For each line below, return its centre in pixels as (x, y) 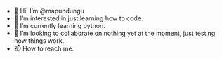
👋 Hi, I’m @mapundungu (49, 11)
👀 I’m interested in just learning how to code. (78, 18)
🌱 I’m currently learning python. (59, 26)
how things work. (39, 41)
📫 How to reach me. (44, 48)
